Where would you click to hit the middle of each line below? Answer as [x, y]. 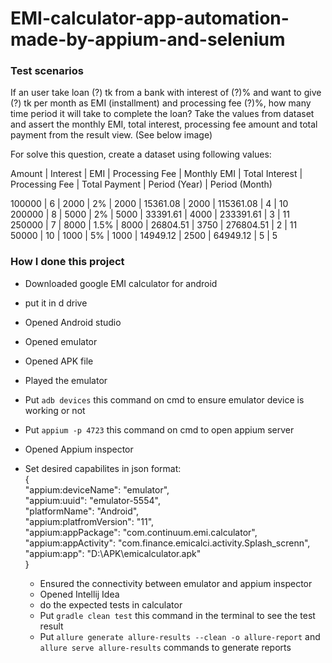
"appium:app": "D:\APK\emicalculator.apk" [113, 553]
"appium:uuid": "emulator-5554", [92, 500]
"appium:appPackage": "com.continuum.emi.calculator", [141, 532]
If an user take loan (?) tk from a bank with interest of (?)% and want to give [166, 93]
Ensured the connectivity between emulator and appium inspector [176, 583]
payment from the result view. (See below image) [111, 135]
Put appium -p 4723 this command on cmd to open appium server [159, 429]
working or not [55, 410]
